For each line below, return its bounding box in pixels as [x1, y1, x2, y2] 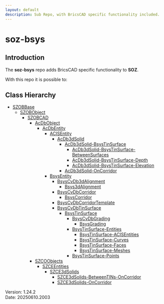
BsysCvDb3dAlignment [57, 178, 105, 184]
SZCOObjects [34, 258, 63, 264]
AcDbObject [34, 120, 60, 126]
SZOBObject [19, 109, 46, 115]
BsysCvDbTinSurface [57, 205, 101, 211]
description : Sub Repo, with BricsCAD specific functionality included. [5, 12, 160, 17]
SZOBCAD [27, 114, 49, 120]
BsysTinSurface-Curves [79, 237, 129, 243]
